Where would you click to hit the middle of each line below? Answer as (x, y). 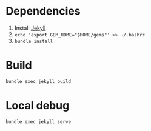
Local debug (38, 106)
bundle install (34, 41)
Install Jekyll (30, 28)
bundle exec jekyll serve (38, 122)
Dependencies (43, 11)
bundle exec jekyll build (38, 81)
